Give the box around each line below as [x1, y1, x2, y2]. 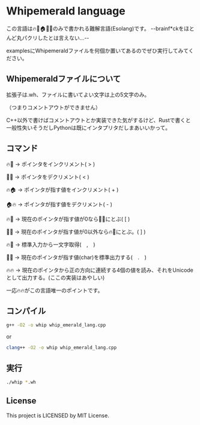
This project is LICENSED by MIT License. [6, 412, 109, 419]
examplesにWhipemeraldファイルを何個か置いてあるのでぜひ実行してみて [6, 47, 189, 54]
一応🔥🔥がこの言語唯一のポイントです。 [6, 287, 103, 294]
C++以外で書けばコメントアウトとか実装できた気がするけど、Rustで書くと [6, 116, 191, 124]
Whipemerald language [6, 4, 126, 18]
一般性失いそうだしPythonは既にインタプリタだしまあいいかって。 [6, 124, 171, 131]
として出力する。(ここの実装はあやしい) [6, 274, 105, 281]
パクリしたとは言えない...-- [22, 34, 89, 41]
